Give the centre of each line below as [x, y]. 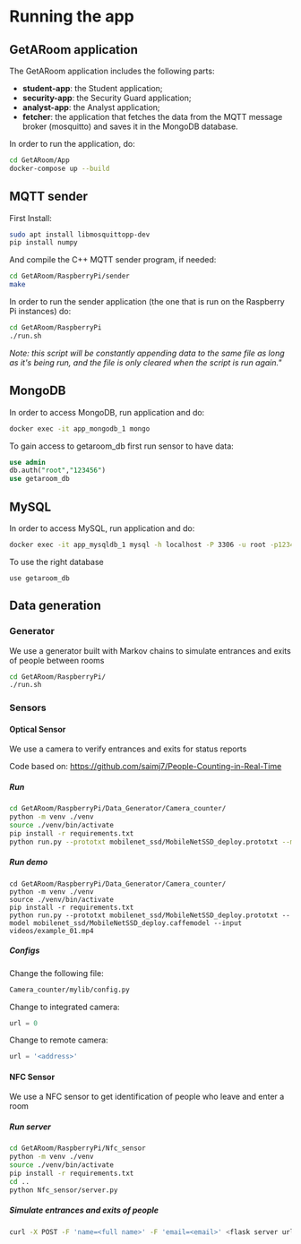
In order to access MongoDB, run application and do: [107, 412]
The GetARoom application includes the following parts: [112, 71]
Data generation [55, 606]
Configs [25, 950]
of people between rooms [57, 660]
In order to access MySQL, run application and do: [102, 528]
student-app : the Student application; [92, 88]
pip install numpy [43, 243]
